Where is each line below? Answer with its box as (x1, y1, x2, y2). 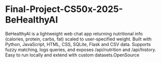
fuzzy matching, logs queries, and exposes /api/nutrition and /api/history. (5, 46, 156, 52)
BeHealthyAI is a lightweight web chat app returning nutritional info (5, 30, 143, 36)
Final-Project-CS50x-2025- (5, 3, 123, 15)
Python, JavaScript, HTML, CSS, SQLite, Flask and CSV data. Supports (5, 41, 151, 47)
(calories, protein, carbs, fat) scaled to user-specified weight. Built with (5, 36, 151, 42)
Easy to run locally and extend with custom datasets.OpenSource (5, 51, 139, 58)
